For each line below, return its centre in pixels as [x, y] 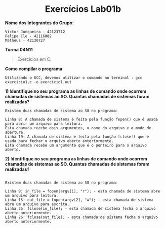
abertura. [15, 132]
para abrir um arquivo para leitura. [44, 124]
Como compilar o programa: [35, 69]
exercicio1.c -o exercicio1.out [38, 82]
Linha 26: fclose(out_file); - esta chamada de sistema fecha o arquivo [82, 217]
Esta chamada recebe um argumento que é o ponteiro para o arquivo [76, 145]
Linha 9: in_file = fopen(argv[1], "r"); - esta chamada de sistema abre [83, 191]
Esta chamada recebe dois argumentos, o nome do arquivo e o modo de [78, 128]
